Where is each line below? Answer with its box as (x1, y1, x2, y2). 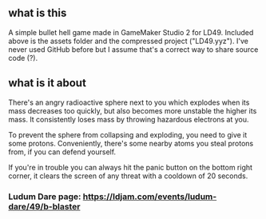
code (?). (8, 53, 38, 62)
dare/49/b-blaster (8, 201, 81, 212)
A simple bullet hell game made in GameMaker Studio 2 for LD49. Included (8, 27, 254, 37)
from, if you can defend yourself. (8, 147, 117, 157)
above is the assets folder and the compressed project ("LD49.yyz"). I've (8, 36, 249, 46)
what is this (8, 6, 67, 20)
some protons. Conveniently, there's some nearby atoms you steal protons (8, 138, 254, 148)
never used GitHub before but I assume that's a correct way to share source (8, 44, 259, 54)
